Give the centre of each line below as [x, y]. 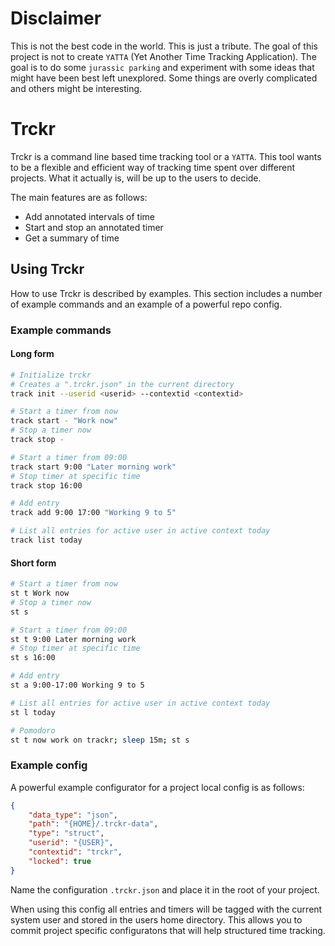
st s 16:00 [33, 658]
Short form [33, 563]
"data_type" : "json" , [73, 815]
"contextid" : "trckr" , [75, 852]
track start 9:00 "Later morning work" [93, 467]
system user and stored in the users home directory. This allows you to [156, 919]
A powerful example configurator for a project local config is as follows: [157, 787]
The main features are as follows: [79, 197]
